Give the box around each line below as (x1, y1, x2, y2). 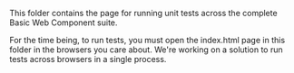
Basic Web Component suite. (9, 17, 118, 28)
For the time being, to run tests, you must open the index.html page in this (9, 35, 286, 45)
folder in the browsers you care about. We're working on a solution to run (9, 44, 283, 55)
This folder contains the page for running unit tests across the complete (9, 8, 279, 18)
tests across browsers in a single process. (9, 54, 167, 64)
